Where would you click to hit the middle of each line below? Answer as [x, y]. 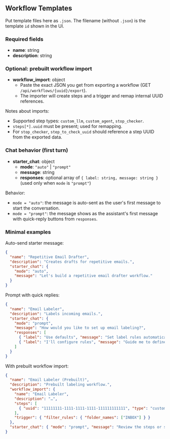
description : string [32, 56]
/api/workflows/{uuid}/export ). [53, 90]
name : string [26, 50]
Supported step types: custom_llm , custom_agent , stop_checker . [78, 121]
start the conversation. [36, 208]
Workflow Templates [39, 8]
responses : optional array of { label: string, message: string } [89, 178]
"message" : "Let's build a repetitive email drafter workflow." [83, 276]
